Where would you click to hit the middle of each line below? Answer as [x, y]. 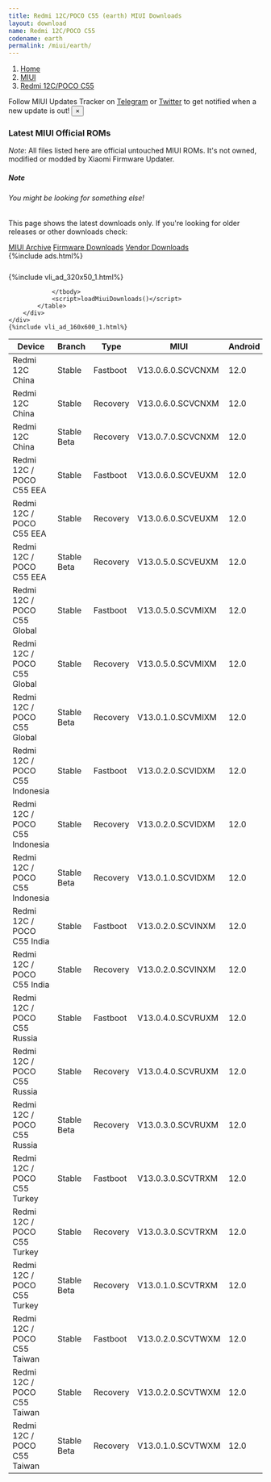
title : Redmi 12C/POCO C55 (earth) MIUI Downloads [95, 16]
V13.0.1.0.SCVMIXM [177, 717]
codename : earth [35, 38]
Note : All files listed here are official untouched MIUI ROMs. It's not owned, [133, 151]
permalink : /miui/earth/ [50, 46]
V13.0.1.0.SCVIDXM [176, 878]
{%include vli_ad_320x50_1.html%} [66, 277]
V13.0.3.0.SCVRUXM [178, 1125]
